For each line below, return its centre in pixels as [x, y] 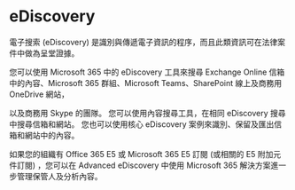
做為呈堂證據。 [52, 53]
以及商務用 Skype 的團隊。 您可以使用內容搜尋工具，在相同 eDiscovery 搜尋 [147, 113]
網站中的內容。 [52, 135]
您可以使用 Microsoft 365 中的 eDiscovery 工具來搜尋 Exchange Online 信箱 [147, 72]
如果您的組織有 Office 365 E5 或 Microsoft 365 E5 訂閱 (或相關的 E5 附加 [141, 154]
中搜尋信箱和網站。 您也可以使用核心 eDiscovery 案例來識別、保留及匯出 [142, 124]
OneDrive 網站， [39, 94]
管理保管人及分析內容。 [59, 176]
